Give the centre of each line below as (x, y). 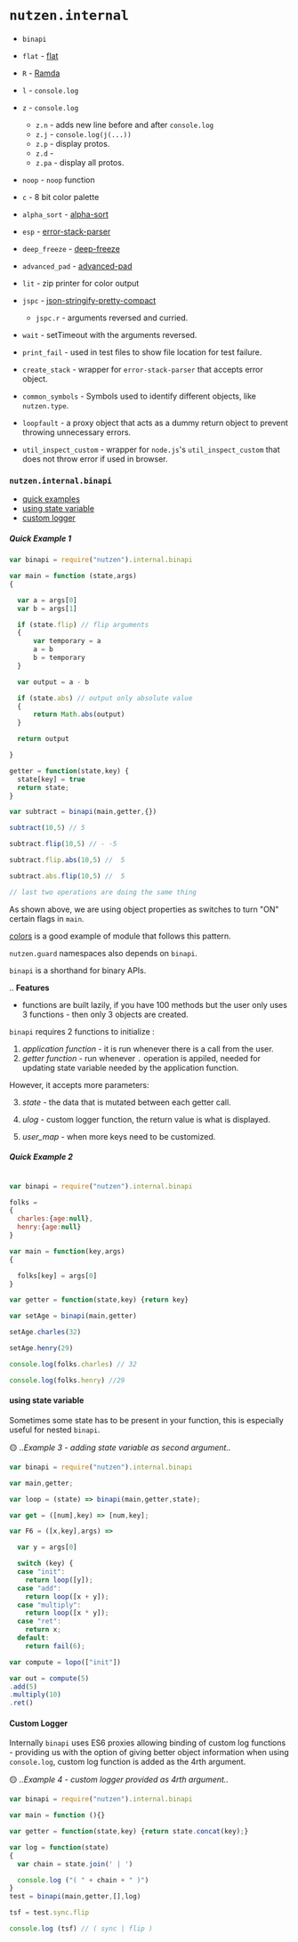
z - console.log (50, 107)
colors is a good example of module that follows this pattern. (120, 936)
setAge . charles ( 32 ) (45, 1333)
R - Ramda (41, 73)
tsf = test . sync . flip (49, 1913)
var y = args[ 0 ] (47, 1547)
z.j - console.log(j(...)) (83, 134)
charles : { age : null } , (55, 1219)
